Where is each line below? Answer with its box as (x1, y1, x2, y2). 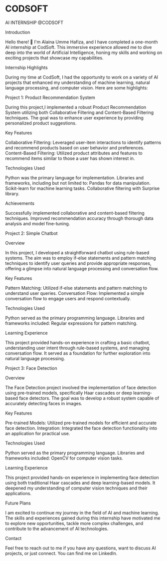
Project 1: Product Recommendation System (5, 94, 96, 100)
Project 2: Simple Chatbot (5, 230, 58, 236)
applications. (5, 490, 31, 496)
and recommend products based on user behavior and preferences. (5, 144, 145, 150)
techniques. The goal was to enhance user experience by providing (5, 114, 144, 120)
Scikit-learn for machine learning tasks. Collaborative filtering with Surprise (5, 185, 160, 191)
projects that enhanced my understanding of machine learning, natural (5, 79, 151, 85)
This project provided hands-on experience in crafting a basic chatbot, (5, 339, 151, 345)
